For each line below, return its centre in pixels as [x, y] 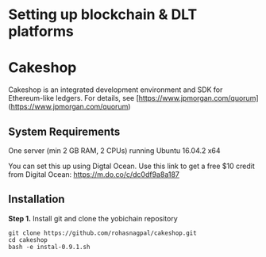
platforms [41, 31]
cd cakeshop [28, 240]
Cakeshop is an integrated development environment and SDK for [116, 90]
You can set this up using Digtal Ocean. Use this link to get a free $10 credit [132, 166]
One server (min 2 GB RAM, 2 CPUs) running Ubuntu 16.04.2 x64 [114, 150]
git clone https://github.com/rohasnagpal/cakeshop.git [102, 233]
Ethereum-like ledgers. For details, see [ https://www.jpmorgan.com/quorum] [133, 98]
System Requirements [64, 131]
